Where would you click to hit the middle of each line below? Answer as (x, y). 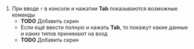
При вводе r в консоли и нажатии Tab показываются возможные (95, 9)
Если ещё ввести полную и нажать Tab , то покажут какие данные (104, 27)
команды (23, 15)
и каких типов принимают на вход (64, 34)
